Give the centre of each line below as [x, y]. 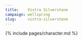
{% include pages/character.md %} [42, 33]
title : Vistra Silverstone [37, 10]
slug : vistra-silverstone [37, 19]
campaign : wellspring [28, 14]
